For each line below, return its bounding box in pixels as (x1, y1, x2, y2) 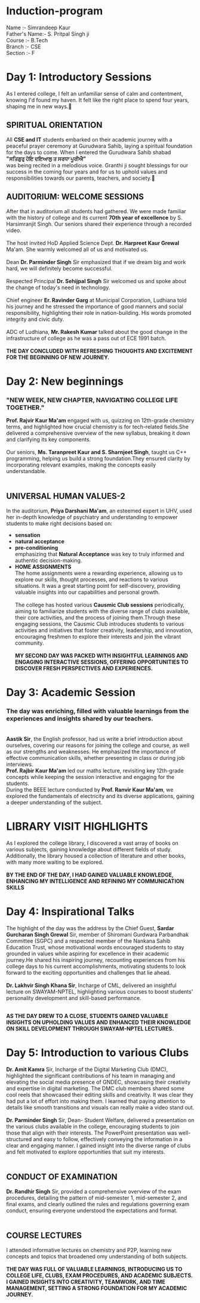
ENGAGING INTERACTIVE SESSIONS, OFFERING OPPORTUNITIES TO (14, 658, 189, 666)
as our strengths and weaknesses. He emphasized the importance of (6, 748, 176, 755)
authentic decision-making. (14, 557, 82, 564)
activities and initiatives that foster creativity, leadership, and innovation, (14, 626, 193, 634)
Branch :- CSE (6, 43, 41, 50)
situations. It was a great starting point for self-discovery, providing (14, 582, 181, 589)
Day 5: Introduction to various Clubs (6, 1046, 189, 1060)
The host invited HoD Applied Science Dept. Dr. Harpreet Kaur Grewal (6, 239, 180, 246)
